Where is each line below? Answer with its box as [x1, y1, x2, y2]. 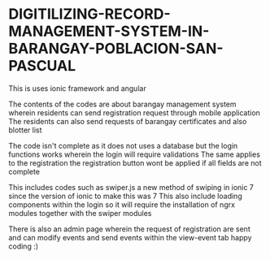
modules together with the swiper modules [8, 208, 152, 218]
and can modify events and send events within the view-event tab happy [8, 232, 252, 242]
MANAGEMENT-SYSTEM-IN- [8, 22, 210, 41]
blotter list [8, 125, 42, 135]
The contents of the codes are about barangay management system [8, 99, 237, 109]
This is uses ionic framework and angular [8, 83, 146, 93]
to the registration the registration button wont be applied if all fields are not [8, 158, 262, 167]
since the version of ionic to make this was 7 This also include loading [8, 191, 242, 201]
